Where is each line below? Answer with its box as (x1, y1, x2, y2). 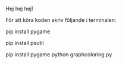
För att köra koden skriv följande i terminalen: (5, 17, 117, 23)
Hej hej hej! (5, 5, 33, 12)
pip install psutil (5, 40, 44, 46)
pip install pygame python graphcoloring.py (5, 51, 112, 58)
